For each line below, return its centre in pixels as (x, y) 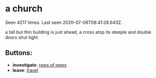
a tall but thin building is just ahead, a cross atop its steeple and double (78, 32)
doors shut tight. (22, 37)
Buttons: (19, 53)
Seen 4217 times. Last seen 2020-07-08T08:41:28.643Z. (64, 22)
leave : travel (25, 70)
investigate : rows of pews (39, 65)
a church (24, 9)
